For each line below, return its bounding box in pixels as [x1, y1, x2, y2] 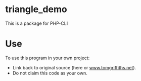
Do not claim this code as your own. [12, 70, 87, 76]
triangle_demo [5, 4, 67, 15]
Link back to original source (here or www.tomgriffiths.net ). [12, 64, 136, 70]
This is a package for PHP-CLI [5, 20, 68, 26]
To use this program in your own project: [5, 55, 90, 61]
